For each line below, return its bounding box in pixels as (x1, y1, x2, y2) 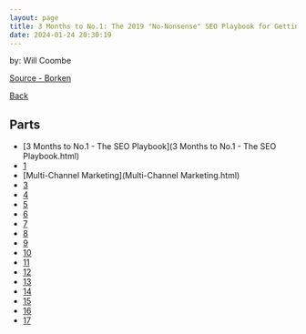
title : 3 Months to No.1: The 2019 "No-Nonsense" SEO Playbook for (9, 22, 271, 31)
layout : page (9, 13, 59, 23)
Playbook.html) (22, 151, 80, 162)
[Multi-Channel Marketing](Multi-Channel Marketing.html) (22, 170, 240, 181)
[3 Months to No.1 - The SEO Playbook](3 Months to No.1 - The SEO (22, 141, 277, 152)
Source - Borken (9, 73, 72, 84)
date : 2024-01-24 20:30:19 (9, 30, 112, 39)
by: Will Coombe (9, 56, 72, 66)
